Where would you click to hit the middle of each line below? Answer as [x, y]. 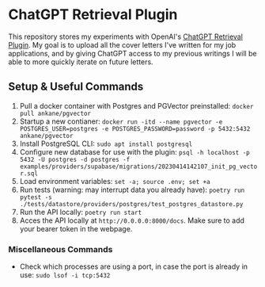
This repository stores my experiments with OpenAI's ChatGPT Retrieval [126, 36]
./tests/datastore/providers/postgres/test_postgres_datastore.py [131, 204]
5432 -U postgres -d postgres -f [75, 159]
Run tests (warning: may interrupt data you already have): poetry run [132, 189]
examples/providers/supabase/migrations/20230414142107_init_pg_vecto [138, 166]
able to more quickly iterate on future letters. [81, 62]
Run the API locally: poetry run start [81, 212]
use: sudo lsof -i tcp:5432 [65, 275]
